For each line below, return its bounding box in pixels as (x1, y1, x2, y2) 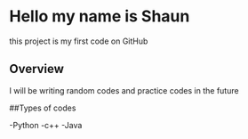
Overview (9, 61, 65, 77)
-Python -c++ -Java (9, 119, 83, 130)
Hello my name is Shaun (9, 6, 190, 27)
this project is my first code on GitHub (9, 36, 148, 46)
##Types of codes (9, 102, 76, 113)
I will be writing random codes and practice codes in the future (9, 85, 239, 95)
